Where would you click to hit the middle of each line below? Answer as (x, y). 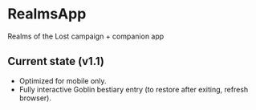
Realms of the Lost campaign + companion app (86, 36)
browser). (35, 98)
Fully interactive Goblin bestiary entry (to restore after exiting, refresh (134, 89)
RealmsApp (47, 14)
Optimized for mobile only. (63, 80)
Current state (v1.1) (56, 61)
